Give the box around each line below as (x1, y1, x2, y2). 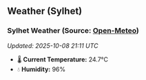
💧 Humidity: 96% (17, 65, 66, 73)
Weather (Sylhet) (7, 5, 83, 17)
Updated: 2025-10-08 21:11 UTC (7, 41, 98, 50)
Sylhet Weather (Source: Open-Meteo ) (7, 26, 140, 36)
